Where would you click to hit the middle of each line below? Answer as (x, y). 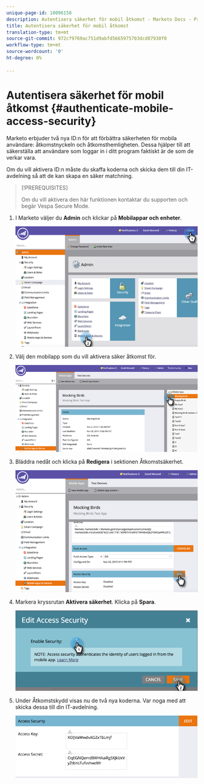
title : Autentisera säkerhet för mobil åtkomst (68, 26)
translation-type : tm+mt (38, 32)
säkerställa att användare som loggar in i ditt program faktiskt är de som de (100, 151)
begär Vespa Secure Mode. (55, 206)
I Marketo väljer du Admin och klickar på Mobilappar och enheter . (98, 218)
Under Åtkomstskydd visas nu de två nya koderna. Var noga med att (100, 700)
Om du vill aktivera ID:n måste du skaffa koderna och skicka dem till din (96, 169)
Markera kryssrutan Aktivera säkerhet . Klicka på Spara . (85, 602)
